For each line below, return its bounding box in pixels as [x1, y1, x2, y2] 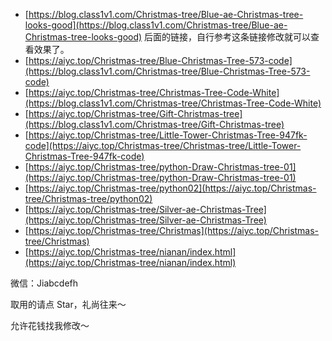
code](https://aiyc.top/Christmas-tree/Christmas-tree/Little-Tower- [24, 140, 302, 151]
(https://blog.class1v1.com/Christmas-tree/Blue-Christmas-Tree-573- [24, 65, 311, 77]
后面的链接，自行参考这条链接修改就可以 [144, 31, 312, 43]
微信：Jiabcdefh [10, 277, 79, 289]
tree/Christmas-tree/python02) [24, 193, 153, 204]
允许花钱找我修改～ [10, 320, 90, 331]
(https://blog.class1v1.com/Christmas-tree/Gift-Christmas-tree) [24, 119, 285, 130]
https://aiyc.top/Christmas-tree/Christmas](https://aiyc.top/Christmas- [28, 225, 320, 236]
